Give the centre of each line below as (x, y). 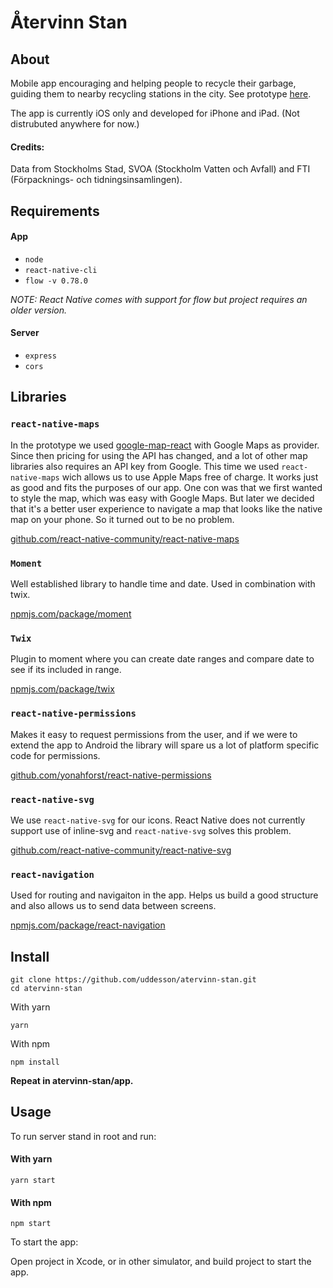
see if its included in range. (66, 670)
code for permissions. (55, 755)
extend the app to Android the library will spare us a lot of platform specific (165, 745)
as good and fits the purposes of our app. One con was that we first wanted (166, 487)
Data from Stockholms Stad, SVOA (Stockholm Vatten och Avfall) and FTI (160, 169)
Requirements (55, 211)
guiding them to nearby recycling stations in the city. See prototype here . (161, 94)
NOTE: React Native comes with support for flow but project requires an (159, 299)
